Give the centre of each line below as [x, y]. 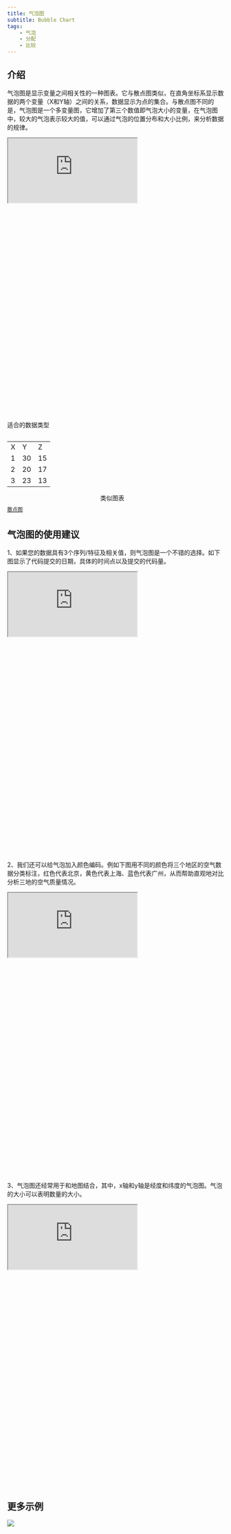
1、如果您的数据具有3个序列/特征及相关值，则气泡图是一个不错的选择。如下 [114, 552]
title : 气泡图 [26, 13]
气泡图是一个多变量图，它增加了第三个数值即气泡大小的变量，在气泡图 [118, 110]
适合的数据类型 [28, 424]
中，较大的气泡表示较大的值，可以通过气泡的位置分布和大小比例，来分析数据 [115, 118]
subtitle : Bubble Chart [41, 20]
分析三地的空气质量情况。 [43, 882]
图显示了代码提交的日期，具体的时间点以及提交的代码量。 [88, 561]
